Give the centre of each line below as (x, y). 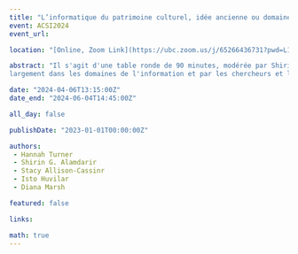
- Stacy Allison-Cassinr (59, 171)
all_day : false (37, 114)
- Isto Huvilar (41, 179)
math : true (29, 235)
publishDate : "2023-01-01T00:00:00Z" (79, 130)
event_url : (29, 34)
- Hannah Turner (43, 154)
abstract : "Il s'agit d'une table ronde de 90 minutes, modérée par (138, 66)
